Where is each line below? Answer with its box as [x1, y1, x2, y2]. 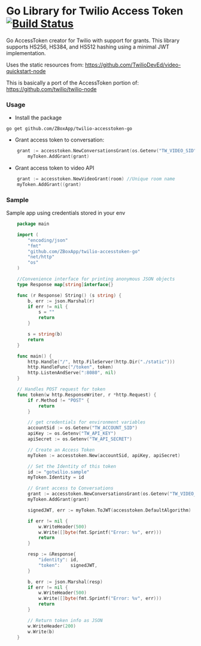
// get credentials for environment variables [28, 419, 146, 425]
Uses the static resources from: [6, 61, 84, 68]
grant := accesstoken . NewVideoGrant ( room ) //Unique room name [17, 176, 175, 182]
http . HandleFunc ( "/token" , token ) [28, 364, 114, 370]
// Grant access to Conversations [28, 485, 114, 491]
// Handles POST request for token [17, 386, 106, 392]
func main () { [17, 353, 52, 359]
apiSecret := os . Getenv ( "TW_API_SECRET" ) [28, 436, 133, 442]
